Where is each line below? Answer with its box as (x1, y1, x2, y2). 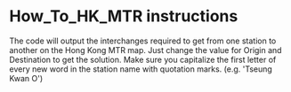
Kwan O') (9, 73, 44, 83)
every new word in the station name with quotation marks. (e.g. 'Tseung (9, 64, 273, 74)
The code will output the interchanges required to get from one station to (9, 35, 277, 46)
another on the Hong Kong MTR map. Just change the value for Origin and (9, 44, 282, 55)
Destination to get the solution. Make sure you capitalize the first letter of (9, 54, 277, 65)
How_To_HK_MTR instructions (9, 6, 238, 27)
